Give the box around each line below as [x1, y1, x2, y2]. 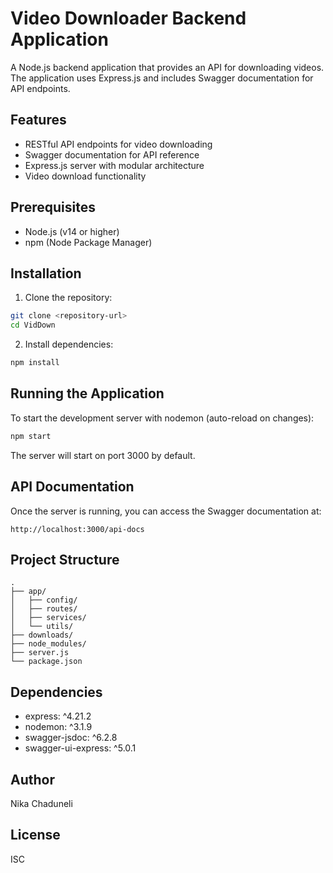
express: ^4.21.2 [24, 710, 92, 722]
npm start [10, 431, 52, 441]
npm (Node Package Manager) [24, 236, 153, 248]
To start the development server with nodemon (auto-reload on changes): [10, 412, 315, 424]
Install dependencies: [24, 338, 114, 351]
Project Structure [10, 551, 120, 568]
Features [10, 112, 67, 129]
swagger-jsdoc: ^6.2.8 [24, 732, 118, 744]
